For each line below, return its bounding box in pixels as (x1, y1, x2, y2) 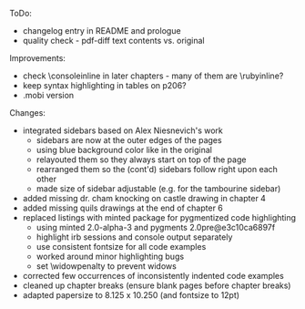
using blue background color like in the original (36, 145, 212, 155)
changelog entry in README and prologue (22, 26, 181, 36)
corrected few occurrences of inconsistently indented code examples (22, 271, 284, 281)
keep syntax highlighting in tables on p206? (22, 80, 187, 90)
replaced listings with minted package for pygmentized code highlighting (22, 212, 297, 222)
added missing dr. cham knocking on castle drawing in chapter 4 (22, 193, 267, 203)
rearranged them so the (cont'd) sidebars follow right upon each (36, 164, 278, 174)
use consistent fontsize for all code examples (36, 242, 207, 252)
